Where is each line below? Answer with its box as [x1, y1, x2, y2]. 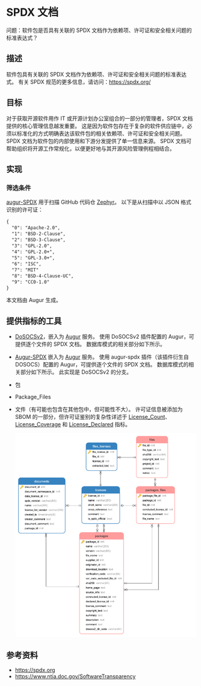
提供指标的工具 [6, 316, 62, 326]
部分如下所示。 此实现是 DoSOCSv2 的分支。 [20, 368, 132, 376]
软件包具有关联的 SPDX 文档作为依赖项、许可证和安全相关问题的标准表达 [6, 71, 187, 78]
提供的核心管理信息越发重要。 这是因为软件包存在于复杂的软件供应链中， [6, 122, 187, 130]
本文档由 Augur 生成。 [6, 297, 61, 304]
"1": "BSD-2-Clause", [11, 231, 66, 237]
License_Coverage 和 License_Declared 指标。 [14, 421, 131, 428]
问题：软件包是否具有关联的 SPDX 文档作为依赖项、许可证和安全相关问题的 [6, 27, 192, 34]
